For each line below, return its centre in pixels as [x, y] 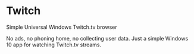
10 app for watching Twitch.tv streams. [54, 45]
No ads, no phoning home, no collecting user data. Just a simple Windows [97, 38]
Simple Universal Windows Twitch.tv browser [62, 27]
